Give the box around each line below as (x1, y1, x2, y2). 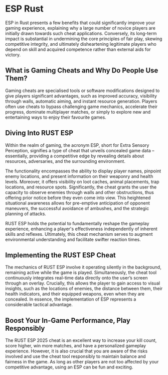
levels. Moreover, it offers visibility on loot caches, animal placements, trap (5, 178, 159, 184)
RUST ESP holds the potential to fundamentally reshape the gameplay (5, 220, 149, 226)
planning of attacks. (5, 211, 47, 217)
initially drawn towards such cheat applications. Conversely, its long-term (5, 30, 157, 36)
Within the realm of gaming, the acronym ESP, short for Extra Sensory (5, 142, 149, 148)
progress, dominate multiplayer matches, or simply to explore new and (5, 109, 151, 115)
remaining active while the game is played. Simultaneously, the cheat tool (5, 269, 157, 275)
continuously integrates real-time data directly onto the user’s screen (5, 275, 148, 281)
